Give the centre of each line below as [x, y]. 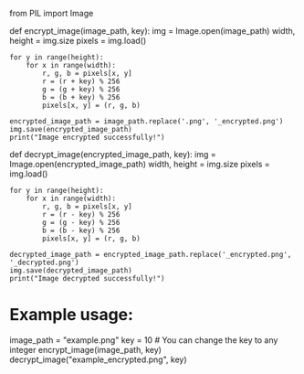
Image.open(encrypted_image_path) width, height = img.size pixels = [140, 164]
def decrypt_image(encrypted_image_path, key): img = [113, 154]
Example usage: [72, 315]
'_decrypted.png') [44, 262]
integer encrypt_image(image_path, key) [86, 349]
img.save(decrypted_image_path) [71, 271]
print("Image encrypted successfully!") [88, 137]
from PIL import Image [52, 13]
